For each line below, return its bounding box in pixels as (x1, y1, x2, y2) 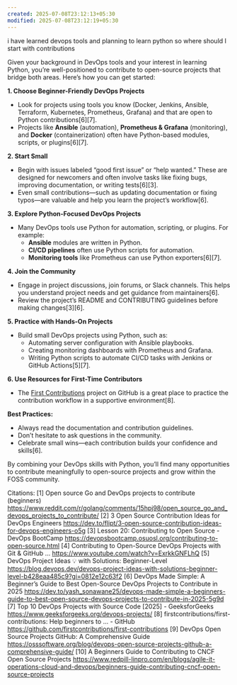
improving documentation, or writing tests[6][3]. (17, 180, 158, 189)
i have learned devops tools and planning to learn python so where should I (7, 36, 227, 45)
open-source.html (7, 541, 60, 550)
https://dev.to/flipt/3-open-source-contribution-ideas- (63, 518, 222, 527)
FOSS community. (7, 474, 60, 483)
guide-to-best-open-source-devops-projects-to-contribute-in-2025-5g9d (7, 594, 224, 603)
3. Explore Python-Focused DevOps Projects (7, 209, 141, 218)
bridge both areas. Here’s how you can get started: (7, 72, 156, 82)
